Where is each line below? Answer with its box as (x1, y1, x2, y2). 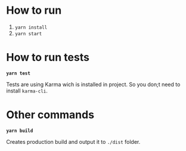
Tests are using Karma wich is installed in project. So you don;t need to (6, 81, 181, 88)
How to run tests (6, 51, 89, 64)
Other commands (6, 108, 94, 122)
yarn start (14, 30, 42, 36)
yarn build (6, 128, 33, 134)
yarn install (14, 24, 48, 30)
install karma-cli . (6, 87, 48, 94)
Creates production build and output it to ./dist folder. (6, 138, 141, 145)
